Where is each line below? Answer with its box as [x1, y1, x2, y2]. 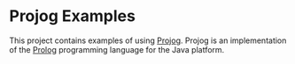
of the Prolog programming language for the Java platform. [9, 44, 225, 54]
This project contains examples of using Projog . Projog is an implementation [9, 35, 287, 46]
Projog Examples [9, 6, 136, 26]
